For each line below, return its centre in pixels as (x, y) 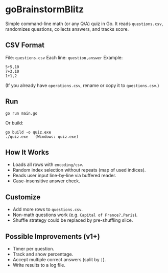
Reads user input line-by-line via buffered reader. (64, 176)
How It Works (27, 152)
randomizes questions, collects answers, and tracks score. (67, 29)
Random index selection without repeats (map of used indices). (79, 170)
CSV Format (25, 45)
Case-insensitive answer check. (46, 181)
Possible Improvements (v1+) (53, 236)
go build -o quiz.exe (28, 132)
